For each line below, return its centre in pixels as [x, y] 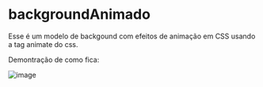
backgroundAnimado [79, 14]
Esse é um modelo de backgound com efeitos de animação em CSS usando [132, 36]
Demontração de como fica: [54, 60]
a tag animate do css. [43, 44]
